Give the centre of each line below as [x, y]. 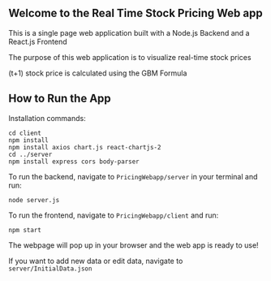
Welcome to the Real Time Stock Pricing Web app [135, 13]
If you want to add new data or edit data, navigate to [96, 261]
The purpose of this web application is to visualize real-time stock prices [130, 57]
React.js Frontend [38, 41]
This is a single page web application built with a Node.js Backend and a [129, 32]
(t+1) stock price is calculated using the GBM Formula [98, 73]
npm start [25, 230]
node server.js [34, 200]
